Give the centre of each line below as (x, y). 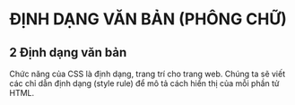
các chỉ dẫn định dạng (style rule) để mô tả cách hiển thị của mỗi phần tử (144, 83)
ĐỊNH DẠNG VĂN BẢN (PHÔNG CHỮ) (148, 19)
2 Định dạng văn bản (68, 52)
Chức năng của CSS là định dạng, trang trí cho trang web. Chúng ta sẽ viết (147, 74)
